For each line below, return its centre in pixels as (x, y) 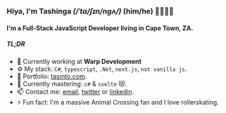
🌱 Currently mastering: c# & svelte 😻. (72, 84)
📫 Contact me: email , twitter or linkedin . (75, 92)
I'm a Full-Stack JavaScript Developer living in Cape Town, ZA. (100, 28)
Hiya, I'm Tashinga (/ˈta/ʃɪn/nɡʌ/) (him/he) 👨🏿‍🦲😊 (90, 11)
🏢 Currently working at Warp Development (79, 62)
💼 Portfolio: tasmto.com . (52, 77)
